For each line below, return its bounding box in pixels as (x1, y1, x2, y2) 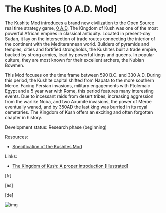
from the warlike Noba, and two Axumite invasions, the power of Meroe (5, 98, 152, 104)
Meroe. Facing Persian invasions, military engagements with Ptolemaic (5, 82, 151, 88)
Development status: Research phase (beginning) (5, 124, 107, 130)
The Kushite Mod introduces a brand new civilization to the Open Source (5, 20, 155, 26)
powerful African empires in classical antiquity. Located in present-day (5, 30, 151, 36)
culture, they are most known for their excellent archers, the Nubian (5, 57, 144, 63)
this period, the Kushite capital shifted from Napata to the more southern (5, 77, 155, 83)
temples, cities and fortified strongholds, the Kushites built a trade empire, (5, 46, 158, 52)
